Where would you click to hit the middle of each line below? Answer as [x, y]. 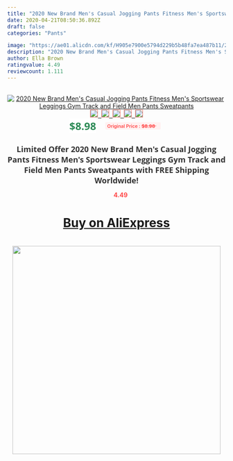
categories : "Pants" [37, 33]
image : [17, 46]
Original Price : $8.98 [131, 126]
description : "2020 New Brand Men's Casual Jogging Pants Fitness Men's [114, 52]
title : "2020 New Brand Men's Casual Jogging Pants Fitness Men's [105, 14]
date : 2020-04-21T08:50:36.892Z [54, 20]
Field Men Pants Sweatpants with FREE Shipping [116, 170]
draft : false [26, 26]
